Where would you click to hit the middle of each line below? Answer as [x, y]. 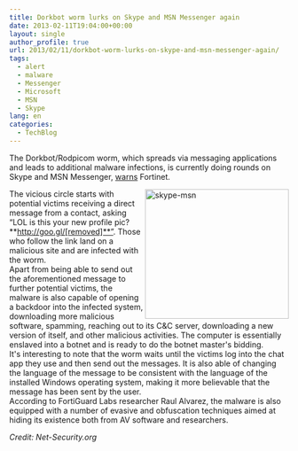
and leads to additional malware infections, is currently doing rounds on [140, 167]
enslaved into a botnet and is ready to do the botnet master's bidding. [137, 344]
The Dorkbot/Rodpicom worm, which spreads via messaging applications [143, 158]
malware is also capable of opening [74, 297]
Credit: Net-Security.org [53, 437]
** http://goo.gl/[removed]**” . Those [75, 231]
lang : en [25, 116]
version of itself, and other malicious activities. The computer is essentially [145, 335]
